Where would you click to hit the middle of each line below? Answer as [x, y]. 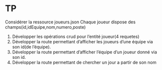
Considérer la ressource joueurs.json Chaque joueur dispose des [70, 22]
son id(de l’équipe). [31, 47]
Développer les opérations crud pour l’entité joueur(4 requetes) [76, 36]
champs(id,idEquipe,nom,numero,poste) [46, 27]
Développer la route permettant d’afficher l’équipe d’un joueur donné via [84, 52]
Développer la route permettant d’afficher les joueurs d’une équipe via [82, 41]
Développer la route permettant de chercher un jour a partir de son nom [84, 62]
